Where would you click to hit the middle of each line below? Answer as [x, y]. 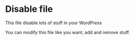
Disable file [29, 9]
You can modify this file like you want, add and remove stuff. [68, 32]
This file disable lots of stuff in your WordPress [53, 23]
